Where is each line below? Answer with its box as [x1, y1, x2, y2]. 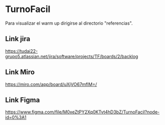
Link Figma [5, 95, 40, 104]
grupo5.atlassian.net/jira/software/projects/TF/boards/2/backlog [5, 53, 138, 59]
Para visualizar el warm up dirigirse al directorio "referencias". [5, 20, 133, 26]
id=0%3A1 [5, 114, 26, 120]
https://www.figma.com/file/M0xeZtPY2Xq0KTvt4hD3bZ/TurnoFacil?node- [5, 109, 160, 115]
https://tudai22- [5, 48, 38, 54]
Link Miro [5, 68, 35, 76]
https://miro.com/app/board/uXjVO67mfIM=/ [5, 81, 97, 87]
